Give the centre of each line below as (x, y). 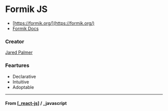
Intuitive (20, 82)
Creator (15, 41)
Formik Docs (25, 28)
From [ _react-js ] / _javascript (36, 103)
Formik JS (26, 9)
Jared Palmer (19, 52)
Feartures (17, 65)
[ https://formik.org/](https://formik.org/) (53, 23)
